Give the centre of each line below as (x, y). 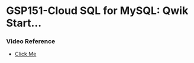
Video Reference (31, 41)
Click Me (25, 54)
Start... (24, 23)
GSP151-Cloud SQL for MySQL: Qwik (97, 11)
